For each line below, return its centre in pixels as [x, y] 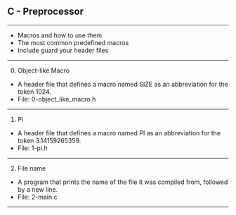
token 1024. [34, 92]
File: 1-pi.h [32, 148]
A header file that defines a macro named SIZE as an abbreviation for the [123, 84]
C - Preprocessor [46, 12]
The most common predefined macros [73, 42]
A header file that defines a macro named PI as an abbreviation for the [119, 133]
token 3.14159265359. [49, 140]
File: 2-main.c [37, 197]
